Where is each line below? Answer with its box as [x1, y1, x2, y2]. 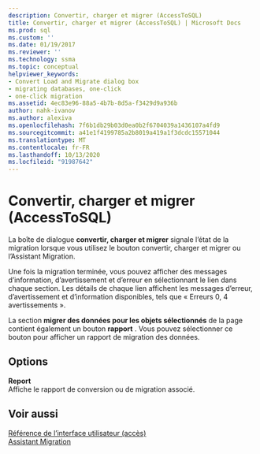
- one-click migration [8, 92, 83, 100]
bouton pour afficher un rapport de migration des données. [8, 333, 200, 342]
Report [8, 376, 32, 385]
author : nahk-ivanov [8, 107, 76, 115]
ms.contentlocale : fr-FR [8, 143, 90, 151]
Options [8, 355, 49, 369]
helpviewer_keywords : [8, 70, 80, 78]
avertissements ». [8, 300, 66, 310]
